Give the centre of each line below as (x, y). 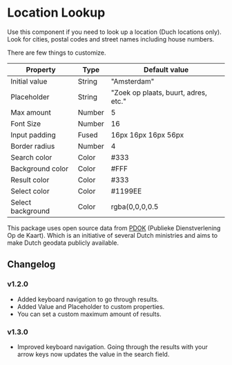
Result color (30, 180)
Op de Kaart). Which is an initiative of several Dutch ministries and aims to (113, 235)
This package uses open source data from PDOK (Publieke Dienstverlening (114, 228)
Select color (30, 191)
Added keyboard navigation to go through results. (88, 299)
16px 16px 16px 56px (147, 135)
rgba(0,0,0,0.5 (135, 207)
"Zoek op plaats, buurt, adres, (159, 93)
